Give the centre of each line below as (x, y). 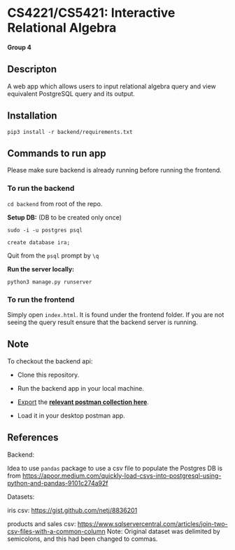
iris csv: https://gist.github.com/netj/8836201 (72, 510)
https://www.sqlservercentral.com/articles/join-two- (152, 523)
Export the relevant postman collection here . (83, 402)
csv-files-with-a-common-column (57, 531)
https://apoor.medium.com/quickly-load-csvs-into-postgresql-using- (122, 476)
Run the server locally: (41, 269)
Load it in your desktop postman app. (71, 415)
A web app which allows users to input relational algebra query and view (112, 86)
